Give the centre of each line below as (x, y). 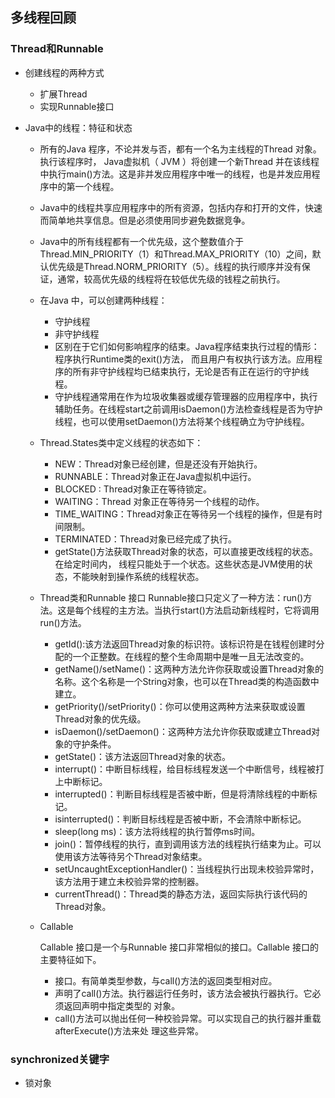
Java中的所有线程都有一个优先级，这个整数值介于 (141, 241)
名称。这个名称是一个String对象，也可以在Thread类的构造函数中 (187, 681)
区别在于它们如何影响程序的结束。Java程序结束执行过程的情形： (187, 346)
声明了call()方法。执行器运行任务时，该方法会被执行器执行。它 (183, 993)
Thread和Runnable (57, 49)
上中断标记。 (81, 781)
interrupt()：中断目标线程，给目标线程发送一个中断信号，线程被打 (189, 769)
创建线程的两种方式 (64, 72)
